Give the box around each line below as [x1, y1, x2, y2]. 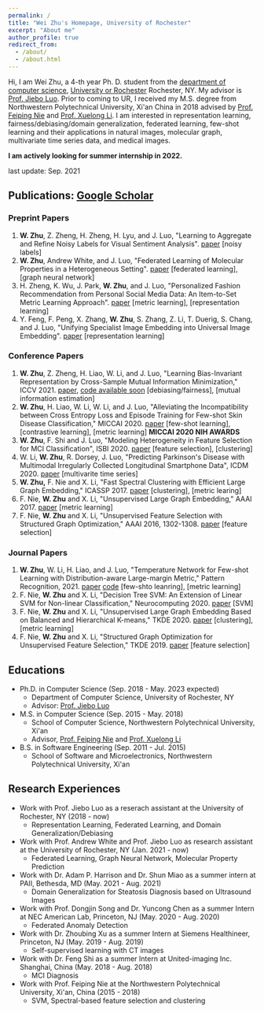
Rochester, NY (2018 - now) [19, 811, 110, 821]
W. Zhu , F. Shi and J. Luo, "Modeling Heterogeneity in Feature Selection [19, 435, 253, 445]
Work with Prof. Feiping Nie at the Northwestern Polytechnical [19, 978, 221, 989]
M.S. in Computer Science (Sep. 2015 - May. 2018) [19, 709, 184, 718]
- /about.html [15, 56, 61, 64]
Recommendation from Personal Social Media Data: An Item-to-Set [19, 289, 237, 299]
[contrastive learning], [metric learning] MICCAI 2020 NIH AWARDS [19, 427, 240, 436]
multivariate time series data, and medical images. [8, 135, 171, 145]
